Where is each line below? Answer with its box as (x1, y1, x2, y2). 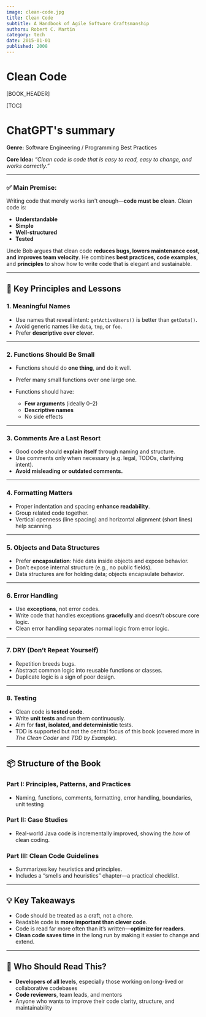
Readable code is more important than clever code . (15, 918, 148, 925)
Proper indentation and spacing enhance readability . (15, 502, 150, 510)
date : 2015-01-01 (6, 37, 51, 44)
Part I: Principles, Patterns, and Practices (6, 780, 131, 789)
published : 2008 (6, 44, 48, 50)
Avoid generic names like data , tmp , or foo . (15, 322, 123, 330)
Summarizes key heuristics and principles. (15, 865, 123, 873)
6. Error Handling (6, 591, 58, 599)
